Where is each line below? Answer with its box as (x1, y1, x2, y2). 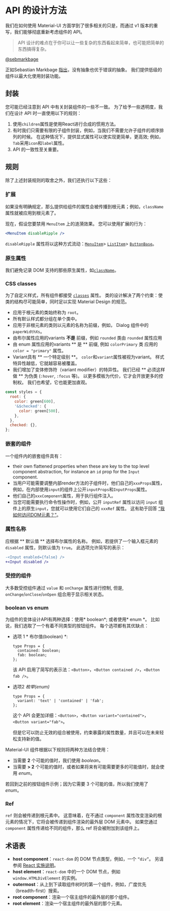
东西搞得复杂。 (17, 46, 49, 52)
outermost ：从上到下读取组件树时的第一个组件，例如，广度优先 (12, 882, 147, 888)
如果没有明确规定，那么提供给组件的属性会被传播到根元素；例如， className (5, 203, 164, 209)
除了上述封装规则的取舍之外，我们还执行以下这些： (5, 177, 112, 183)
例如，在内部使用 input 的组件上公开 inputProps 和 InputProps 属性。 (12, 486, 150, 492)
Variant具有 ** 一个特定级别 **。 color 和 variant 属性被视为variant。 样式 (12, 354, 164, 360)
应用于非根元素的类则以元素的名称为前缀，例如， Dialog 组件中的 (12, 322, 149, 328)
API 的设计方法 (5, 5, 67, 16)
